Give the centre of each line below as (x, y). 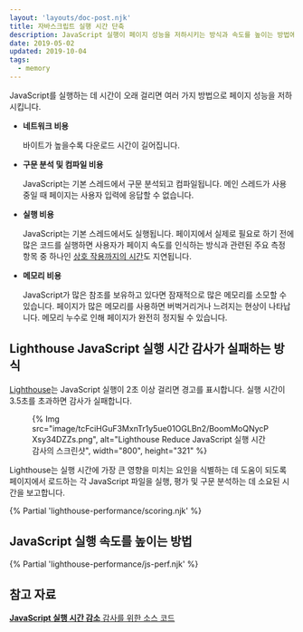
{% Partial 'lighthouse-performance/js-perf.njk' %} (104, 564)
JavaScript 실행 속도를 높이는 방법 (101, 542)
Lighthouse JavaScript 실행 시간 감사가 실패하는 (140, 349)
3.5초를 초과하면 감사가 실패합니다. (71, 401)
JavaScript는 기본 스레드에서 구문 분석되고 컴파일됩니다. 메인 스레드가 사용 (155, 183)
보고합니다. (46, 492)
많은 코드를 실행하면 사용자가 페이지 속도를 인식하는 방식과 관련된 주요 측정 (154, 245)
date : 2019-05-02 (42, 43)
